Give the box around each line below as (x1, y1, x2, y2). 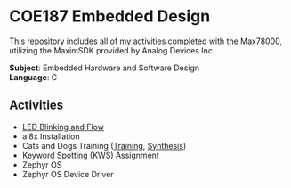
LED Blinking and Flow (21, 121, 105, 132)
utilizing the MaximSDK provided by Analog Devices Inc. (9, 45, 215, 55)
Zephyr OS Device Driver (21, 168, 114, 179)
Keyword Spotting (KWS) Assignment (21, 150, 160, 160)
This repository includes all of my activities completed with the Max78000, (9, 36, 283, 46)
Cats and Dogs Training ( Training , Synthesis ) (21, 140, 187, 151)
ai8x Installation (21, 131, 80, 142)
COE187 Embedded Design (9, 6, 211, 27)
